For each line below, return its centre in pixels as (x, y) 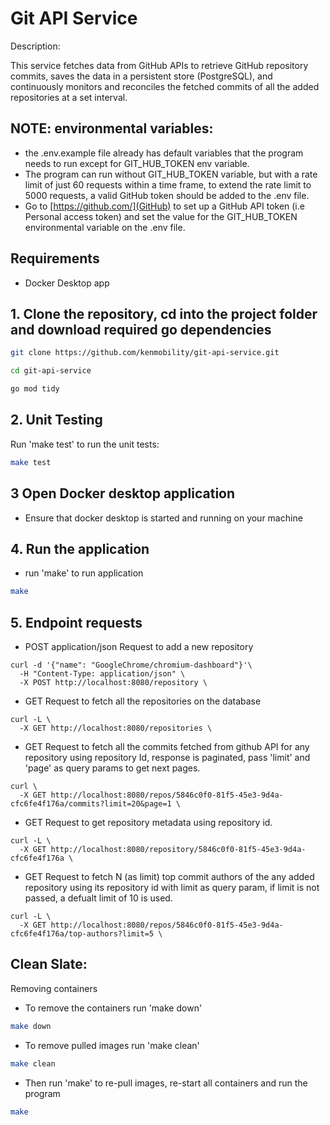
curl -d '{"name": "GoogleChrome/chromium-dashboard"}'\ (131, 665)
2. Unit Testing (56, 420)
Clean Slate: (49, 964)
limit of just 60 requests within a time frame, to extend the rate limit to (168, 184)
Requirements (55, 258)
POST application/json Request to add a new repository (139, 646)
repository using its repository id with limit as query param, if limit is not (172, 887)
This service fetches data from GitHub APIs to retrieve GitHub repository (159, 65)
